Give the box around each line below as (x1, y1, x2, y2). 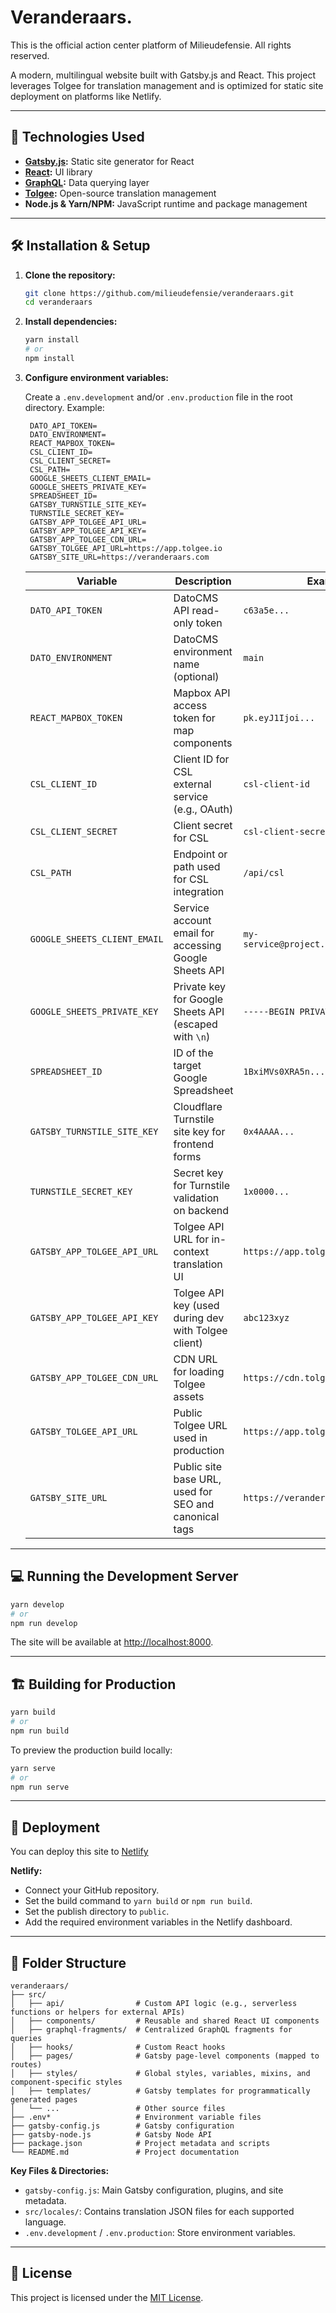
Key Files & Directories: (10, 2165, 110, 2177)
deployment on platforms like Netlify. (10, 90, 162, 102)
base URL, (173, 1472, 222, 1486)
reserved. (10, 49, 50, 61)
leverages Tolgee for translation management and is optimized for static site (10, 79, 324, 91)
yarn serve (10, 1763, 56, 1773)
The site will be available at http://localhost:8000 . (10, 1636, 214, 1648)
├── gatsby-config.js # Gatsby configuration (10, 2121, 235, 2131)
